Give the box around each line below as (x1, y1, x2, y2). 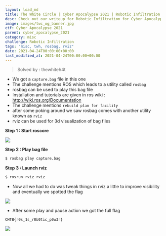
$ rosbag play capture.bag (5, 156, 61, 161)
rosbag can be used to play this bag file (12, 87, 93, 93)
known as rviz (12, 113, 42, 119)
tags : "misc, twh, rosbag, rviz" (5, 44, 74, 49)
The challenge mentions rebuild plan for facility (12, 102, 118, 109)
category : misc (5, 35, 37, 40)
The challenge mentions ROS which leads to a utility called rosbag (12, 81, 147, 87)
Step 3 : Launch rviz (5, 165, 47, 171)
